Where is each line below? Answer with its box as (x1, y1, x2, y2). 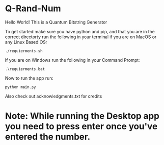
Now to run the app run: (5, 75, 54, 81)
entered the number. (5, 131, 91, 143)
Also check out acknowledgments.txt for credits (5, 93, 102, 99)
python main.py (5, 84, 36, 90)
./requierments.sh (5, 48, 43, 53)
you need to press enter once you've (5, 121, 158, 132)
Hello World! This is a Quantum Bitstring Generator (5, 19, 108, 25)
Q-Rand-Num (5, 3, 61, 14)
